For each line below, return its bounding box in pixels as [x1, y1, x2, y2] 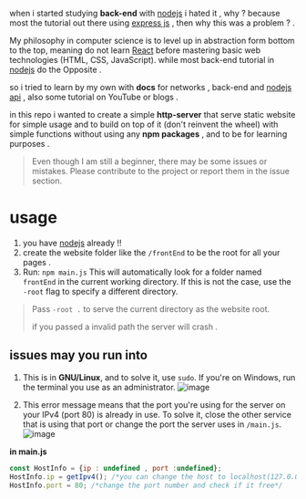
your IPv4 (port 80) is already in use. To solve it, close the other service [22, 409, 291, 420]
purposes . [9, 139, 50, 149]
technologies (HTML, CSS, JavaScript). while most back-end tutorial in [9, 55, 275, 65]
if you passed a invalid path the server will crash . [31, 321, 219, 332]
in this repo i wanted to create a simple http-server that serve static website [9, 109, 296, 120]
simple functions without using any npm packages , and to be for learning [9, 129, 288, 140]
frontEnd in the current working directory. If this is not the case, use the [22, 275, 291, 286]
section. [31, 175, 63, 186]
